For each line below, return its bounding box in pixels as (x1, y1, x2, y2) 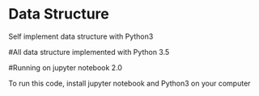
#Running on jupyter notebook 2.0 (8, 62, 123, 73)
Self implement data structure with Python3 (8, 31, 154, 41)
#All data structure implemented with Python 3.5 (8, 47, 170, 56)
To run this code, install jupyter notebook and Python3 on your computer (8, 78, 251, 88)
